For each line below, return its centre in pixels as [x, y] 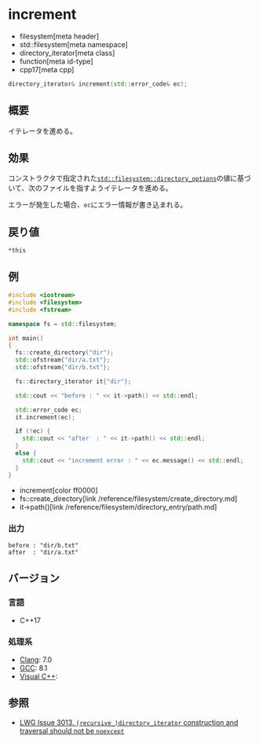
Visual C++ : [38, 676]
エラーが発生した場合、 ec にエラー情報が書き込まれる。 [98, 205]
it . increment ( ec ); [46, 417]
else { [26, 453]
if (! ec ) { [33, 431]
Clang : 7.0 [36, 659]
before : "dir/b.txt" [44, 545]
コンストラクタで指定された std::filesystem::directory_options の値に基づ [129, 178]
